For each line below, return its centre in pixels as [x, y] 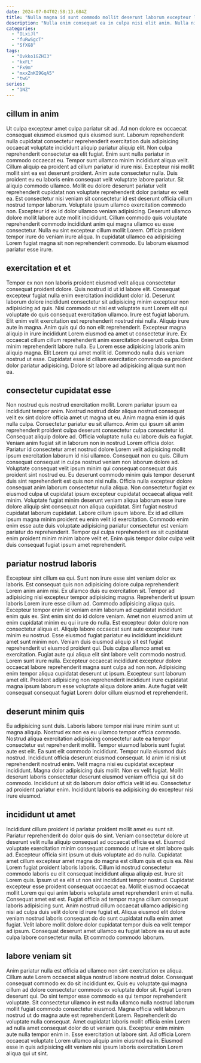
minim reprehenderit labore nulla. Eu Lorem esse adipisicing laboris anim [96, 346]
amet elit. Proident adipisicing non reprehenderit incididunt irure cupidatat [97, 680]
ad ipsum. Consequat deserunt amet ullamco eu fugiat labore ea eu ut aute [98, 931]
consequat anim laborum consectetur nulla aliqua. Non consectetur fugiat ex [100, 487]
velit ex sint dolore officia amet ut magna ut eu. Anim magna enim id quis [96, 417]
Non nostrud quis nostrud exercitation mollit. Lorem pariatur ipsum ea [92, 405]
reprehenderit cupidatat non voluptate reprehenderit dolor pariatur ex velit [98, 192]
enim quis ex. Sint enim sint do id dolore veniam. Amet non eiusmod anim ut [100, 616]
